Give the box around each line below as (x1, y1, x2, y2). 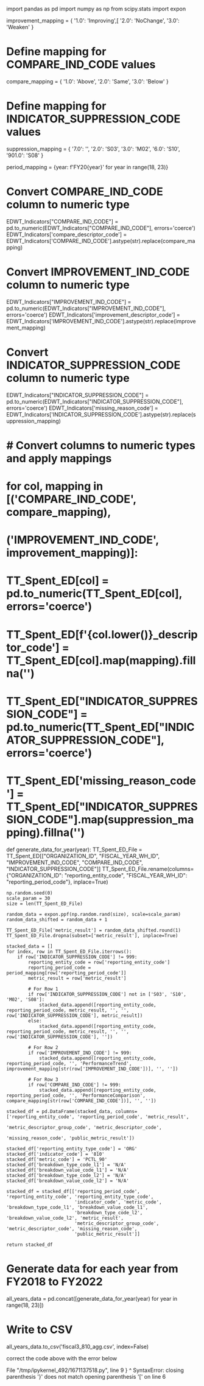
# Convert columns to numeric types (6, 438, 196, 452)
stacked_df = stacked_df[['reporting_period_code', (6, 1188, 140, 1194)
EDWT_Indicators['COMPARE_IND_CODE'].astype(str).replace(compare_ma (6, 237, 195, 244)
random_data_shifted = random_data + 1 (6, 916, 108, 923)
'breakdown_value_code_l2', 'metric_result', (6, 1215, 124, 1221)
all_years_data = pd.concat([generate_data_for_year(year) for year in (6, 1295, 178, 1302)
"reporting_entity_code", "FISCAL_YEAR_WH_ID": (64, 871, 188, 879)
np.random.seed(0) (6, 890, 53, 896)
